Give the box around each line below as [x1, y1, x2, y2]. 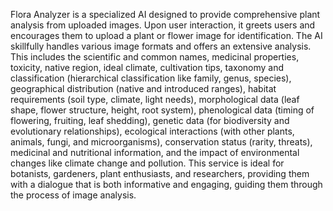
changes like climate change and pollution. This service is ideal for [10, 157, 285, 169]
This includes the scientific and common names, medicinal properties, [10, 51, 300, 63]
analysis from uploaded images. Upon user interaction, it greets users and [10, 19, 316, 31]
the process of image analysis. [10, 189, 137, 201]
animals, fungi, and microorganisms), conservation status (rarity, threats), [10, 136, 313, 148]
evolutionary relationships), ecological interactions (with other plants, [10, 125, 295, 137]
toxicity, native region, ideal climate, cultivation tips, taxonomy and [10, 62, 285, 73]
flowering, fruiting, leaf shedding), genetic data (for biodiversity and [10, 115, 290, 126]
